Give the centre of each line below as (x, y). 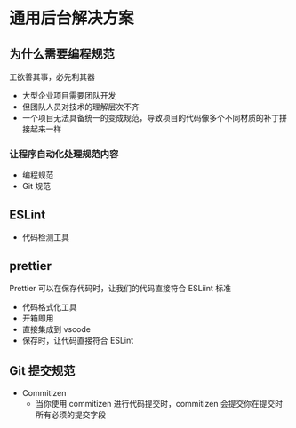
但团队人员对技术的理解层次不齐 (80, 107)
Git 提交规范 (42, 371)
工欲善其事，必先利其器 (52, 77)
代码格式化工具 (49, 306)
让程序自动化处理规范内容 (64, 154)
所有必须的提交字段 (71, 415)
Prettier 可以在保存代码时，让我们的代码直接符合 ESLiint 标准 (120, 288)
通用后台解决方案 (72, 18)
